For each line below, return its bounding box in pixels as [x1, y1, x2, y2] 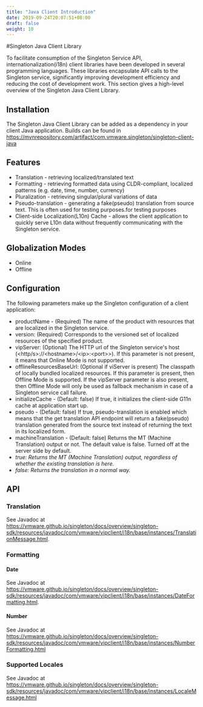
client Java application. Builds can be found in [6, 127, 121, 134]
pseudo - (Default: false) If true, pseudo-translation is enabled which [15, 408, 187, 416]
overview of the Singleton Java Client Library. [6, 86, 120, 94]
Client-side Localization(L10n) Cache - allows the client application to [15, 212, 188, 220]
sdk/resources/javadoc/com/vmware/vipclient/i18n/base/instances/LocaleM [6, 687, 197, 694]
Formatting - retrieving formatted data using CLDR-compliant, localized [15, 180, 193, 187]
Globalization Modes [6, 243, 86, 253]
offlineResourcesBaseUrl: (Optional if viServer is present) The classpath [15, 363, 195, 370]
